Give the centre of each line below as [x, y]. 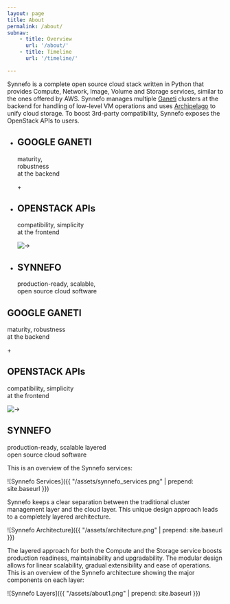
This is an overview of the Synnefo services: [70, 468]
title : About [26, 20]
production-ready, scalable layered [57, 447]
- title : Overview [46, 39]
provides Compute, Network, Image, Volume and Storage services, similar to [115, 91]
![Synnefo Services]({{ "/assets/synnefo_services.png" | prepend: [100, 481]
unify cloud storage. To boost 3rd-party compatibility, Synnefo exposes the [114, 113]
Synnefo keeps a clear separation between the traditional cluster [99, 502]
